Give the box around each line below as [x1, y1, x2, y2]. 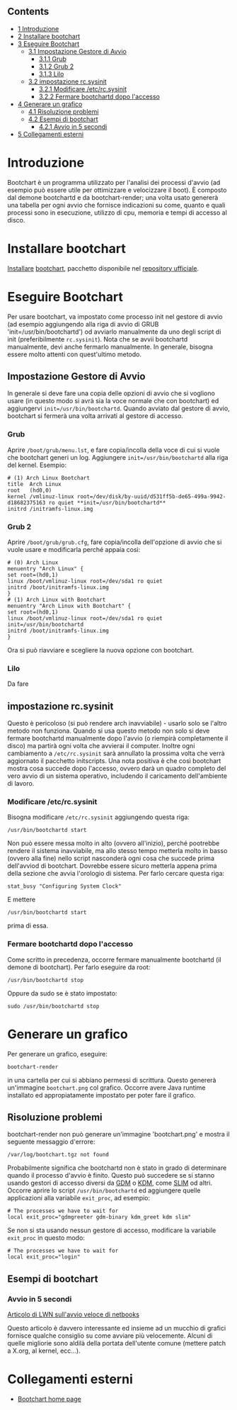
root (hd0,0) [7, 487, 52, 494]
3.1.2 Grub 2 [38, 62, 74, 70]
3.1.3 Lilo [38, 69, 64, 78]
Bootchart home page [17, 1395, 81, 1404]
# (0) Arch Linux [7, 559, 59, 566]
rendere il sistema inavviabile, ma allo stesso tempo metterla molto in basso [7, 847, 228, 855]
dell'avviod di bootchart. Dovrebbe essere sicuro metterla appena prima [7, 862, 217, 870]
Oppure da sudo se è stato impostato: [7, 988, 117, 998]
